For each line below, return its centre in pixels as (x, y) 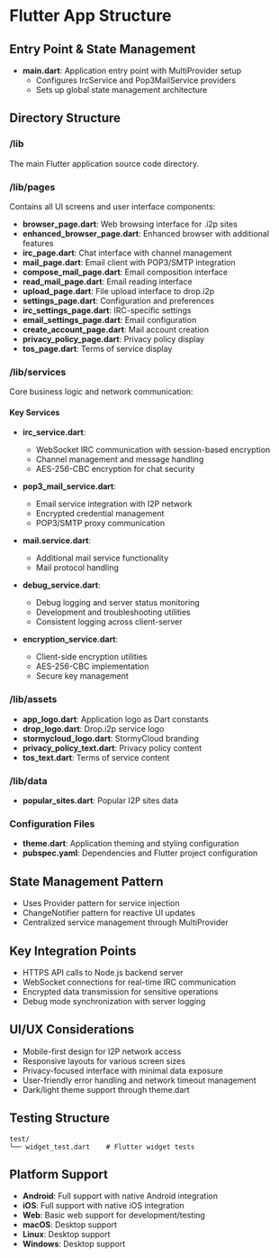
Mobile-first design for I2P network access (102, 1051)
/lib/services (38, 372)
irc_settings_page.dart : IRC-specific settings (107, 310)
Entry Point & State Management (103, 49)
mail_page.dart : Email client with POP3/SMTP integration (129, 262)
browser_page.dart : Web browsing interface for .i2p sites (130, 224)
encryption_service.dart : (70, 639)
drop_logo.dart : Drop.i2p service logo (93, 728)
